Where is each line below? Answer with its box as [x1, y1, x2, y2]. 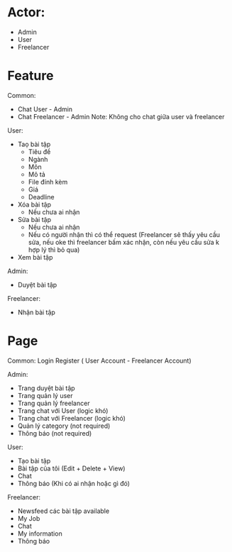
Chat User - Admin [17, 104, 73, 114]
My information [17, 529, 62, 538]
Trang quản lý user [17, 391, 73, 399]
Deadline [28, 192, 55, 201]
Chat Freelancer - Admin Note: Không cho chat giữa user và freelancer [17, 112, 225, 121]
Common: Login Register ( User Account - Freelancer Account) [7, 356, 192, 365]
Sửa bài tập [17, 215, 52, 223]
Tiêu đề [28, 147, 51, 156]
